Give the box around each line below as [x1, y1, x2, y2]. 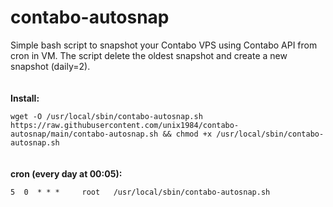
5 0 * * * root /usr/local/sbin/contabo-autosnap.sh [10, 187, 271, 197]
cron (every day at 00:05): [10, 167, 123, 180]
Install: [10, 92, 40, 104]
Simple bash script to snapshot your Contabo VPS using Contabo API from [10, 39, 318, 51]
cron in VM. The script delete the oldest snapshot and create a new [10, 49, 288, 61]
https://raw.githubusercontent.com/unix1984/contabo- [10, 120, 240, 130]
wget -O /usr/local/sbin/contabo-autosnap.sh [10, 111, 203, 121]
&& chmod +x [162, 129, 213, 139]
